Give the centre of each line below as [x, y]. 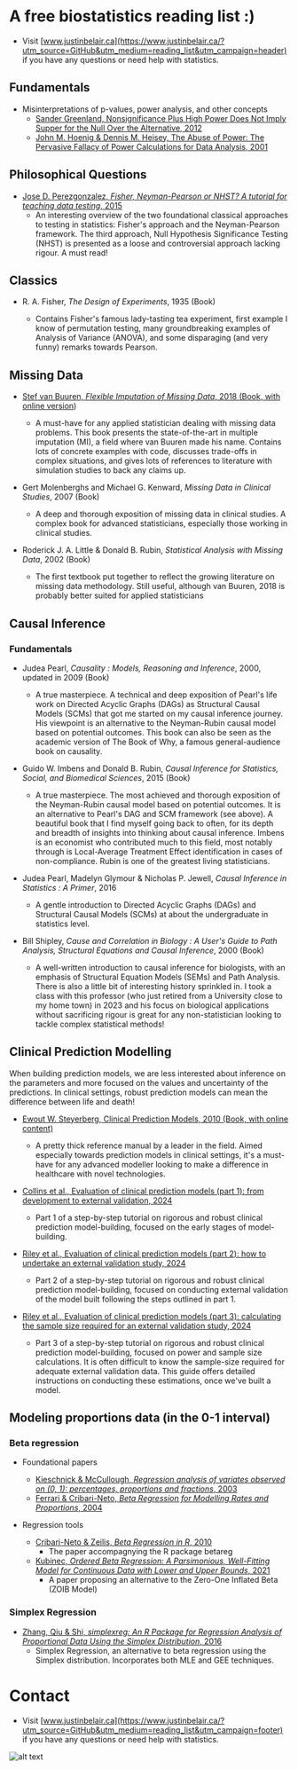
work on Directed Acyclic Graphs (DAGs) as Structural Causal [147, 704]
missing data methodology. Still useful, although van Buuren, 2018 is [160, 586]
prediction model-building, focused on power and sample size [149, 1352]
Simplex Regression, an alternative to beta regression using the [151, 1650]
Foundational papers [59, 1462]
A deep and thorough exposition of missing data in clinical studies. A [161, 514]
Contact [39, 1695]
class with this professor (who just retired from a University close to [159, 995]
